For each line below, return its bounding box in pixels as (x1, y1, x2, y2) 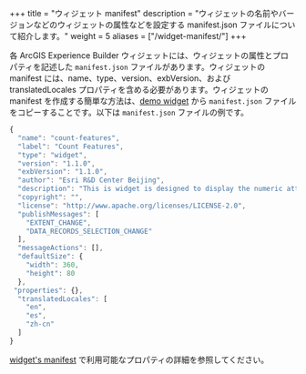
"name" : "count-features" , (17, 133, 120, 143)
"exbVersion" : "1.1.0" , (17, 167, 107, 177)
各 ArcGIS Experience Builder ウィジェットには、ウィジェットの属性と (9, 50, 273, 61)
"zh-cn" (25, 319, 55, 329)
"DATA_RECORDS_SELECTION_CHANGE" (25, 227, 153, 236)
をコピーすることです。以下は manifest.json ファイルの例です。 (9, 107, 249, 117)
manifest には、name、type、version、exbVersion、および (9, 73, 231, 84)
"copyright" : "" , (17, 193, 84, 202)
